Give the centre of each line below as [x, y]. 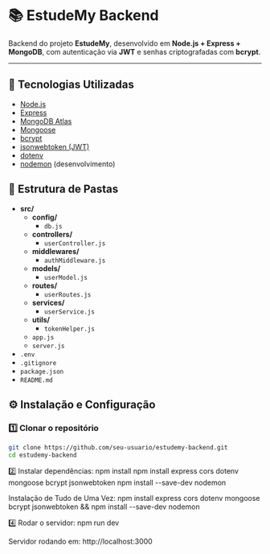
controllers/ [52, 234]
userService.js [69, 312]
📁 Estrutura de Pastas [63, 189]
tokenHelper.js [69, 329]
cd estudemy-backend [43, 455]
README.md [37, 380]
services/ [48, 302]
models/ [46, 268]
